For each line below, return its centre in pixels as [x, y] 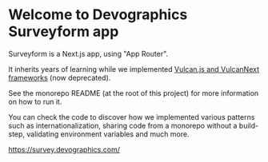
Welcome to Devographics [98, 15]
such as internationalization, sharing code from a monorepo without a [123, 125]
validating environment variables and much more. [108, 134]
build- [249, 125]
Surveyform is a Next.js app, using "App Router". [88, 53]
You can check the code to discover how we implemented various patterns [132, 117]
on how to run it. [35, 101]
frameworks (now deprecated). [60, 77]
